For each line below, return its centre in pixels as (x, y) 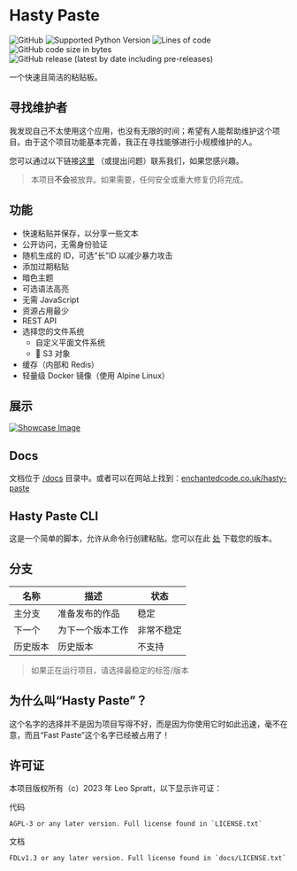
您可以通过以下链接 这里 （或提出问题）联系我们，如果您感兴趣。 (126, 160)
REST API (39, 321)
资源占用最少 (45, 310)
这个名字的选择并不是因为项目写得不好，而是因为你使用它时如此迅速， (137, 724)
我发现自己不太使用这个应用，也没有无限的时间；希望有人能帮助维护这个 (141, 130)
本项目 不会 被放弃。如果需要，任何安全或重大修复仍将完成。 (139, 179)
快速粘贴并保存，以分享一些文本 (80, 233)
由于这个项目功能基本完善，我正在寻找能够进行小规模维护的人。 (141, 142)
